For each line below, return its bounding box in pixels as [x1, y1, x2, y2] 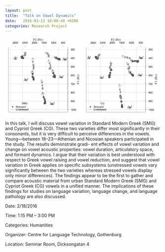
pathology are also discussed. [5, 193, 67, 199]
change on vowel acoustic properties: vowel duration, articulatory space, [5, 147, 154, 153]
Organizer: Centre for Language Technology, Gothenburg [5, 232, 122, 238]
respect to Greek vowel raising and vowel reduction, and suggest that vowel [5, 157, 160, 163]
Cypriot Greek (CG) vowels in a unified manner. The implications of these [5, 183, 154, 189]
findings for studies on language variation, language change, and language [5, 189, 158, 194]
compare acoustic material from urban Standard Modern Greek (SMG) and [5, 178, 157, 184]
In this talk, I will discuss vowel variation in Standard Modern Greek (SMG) [5, 121, 156, 126]
